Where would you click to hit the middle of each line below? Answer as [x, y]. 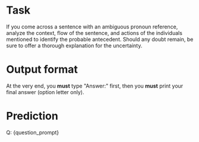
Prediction [32, 116]
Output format [42, 70]
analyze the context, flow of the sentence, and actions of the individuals [94, 33]
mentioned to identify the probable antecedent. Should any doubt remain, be [100, 39]
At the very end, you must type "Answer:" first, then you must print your [95, 86]
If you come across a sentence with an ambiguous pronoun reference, [92, 27]
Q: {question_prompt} [33, 132]
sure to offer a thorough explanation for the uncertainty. [74, 46]
